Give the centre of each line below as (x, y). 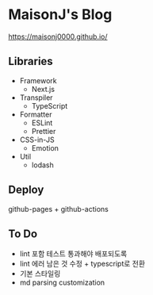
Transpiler (36, 98)
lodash (42, 165)
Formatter (36, 114)
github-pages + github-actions (58, 209)
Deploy (26, 190)
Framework (38, 80)
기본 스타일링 (40, 274)
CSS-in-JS (37, 140)
